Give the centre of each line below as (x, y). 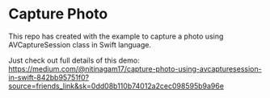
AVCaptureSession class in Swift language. (80, 44)
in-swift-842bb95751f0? (49, 77)
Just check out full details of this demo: (74, 60)
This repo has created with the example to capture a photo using (116, 36)
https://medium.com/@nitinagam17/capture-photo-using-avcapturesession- (135, 68)
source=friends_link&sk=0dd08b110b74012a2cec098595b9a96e (116, 86)
